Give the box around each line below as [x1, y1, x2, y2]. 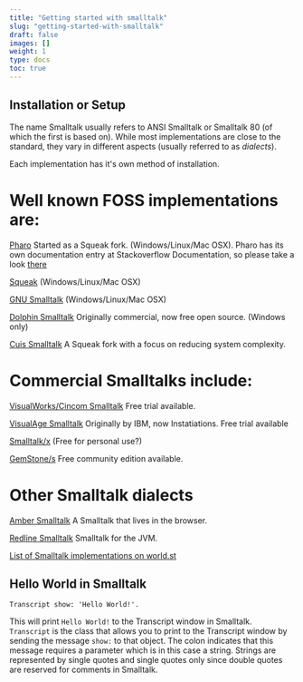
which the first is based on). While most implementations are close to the [9, 131, 281, 141]
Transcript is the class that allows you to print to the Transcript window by [9, 626, 288, 637]
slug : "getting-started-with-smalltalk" [9, 22, 165, 31]
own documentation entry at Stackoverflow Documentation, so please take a [9, 248, 295, 259]
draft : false [9, 30, 59, 39]
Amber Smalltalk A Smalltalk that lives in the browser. [9, 514, 208, 526]
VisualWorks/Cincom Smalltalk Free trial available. [9, 400, 196, 411]
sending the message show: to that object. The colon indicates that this [9, 636, 274, 647]
